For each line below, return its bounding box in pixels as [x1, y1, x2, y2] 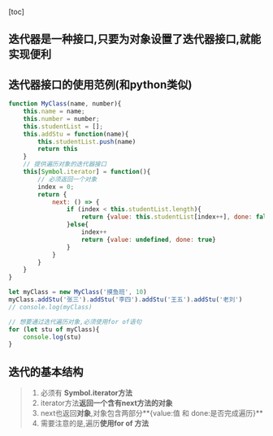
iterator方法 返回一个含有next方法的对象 [40, 398, 173, 408]
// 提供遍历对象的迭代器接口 [23, 160, 107, 169]
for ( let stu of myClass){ [8, 325, 100, 334]
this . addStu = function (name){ [23, 130, 129, 138]
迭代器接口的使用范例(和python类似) [8, 77, 193, 92]
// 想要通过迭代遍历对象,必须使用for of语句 [8, 317, 142, 326]
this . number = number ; [23, 114, 100, 123]
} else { [66, 221, 89, 229]
